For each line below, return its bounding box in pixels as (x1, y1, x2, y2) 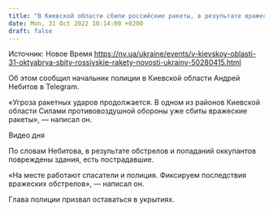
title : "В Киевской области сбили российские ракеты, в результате (8, 11, 242, 20)
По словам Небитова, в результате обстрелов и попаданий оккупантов (8, 146, 257, 156)
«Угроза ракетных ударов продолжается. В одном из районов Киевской (8, 98, 261, 108)
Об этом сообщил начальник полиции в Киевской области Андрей (8, 74, 240, 83)
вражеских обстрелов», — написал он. (8, 179, 145, 189)
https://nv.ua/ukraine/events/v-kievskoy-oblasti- (93, 49, 256, 59)
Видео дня (8, 130, 45, 140)
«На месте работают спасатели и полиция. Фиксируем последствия (8, 171, 247, 180)
